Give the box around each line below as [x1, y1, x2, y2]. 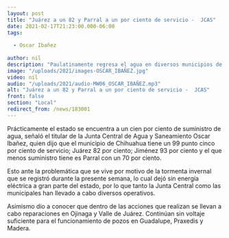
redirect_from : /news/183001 [7, 106, 91, 112]
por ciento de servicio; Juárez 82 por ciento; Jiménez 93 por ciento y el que [7, 146, 222, 154]
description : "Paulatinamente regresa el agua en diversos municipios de [7, 61, 223, 68]
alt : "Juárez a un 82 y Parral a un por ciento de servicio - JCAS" [7, 86, 210, 93]
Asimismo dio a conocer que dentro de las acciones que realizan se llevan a [7, 202, 221, 210]
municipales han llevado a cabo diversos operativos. [7, 189, 156, 197]
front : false [7, 93, 45, 100]
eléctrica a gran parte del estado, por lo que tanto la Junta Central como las [7, 181, 221, 189]
